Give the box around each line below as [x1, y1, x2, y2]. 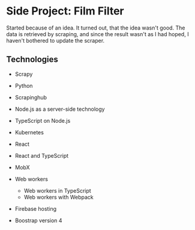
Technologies [6, 54, 59, 64]
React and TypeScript [14, 152, 69, 159]
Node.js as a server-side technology [14, 105, 105, 113]
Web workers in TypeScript [23, 187, 91, 194]
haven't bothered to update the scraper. [6, 37, 105, 44]
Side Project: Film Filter [6, 4, 124, 18]
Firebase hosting [14, 205, 57, 212]
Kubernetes [14, 128, 44, 136]
